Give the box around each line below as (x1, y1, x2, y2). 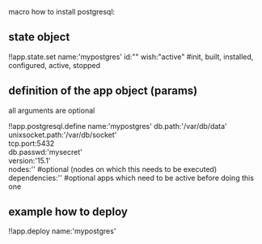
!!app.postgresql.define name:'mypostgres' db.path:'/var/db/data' (8, 121, 228, 131)
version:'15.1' (8, 156, 51, 165)
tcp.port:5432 (8, 138, 55, 148)
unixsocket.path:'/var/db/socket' (8, 130, 117, 139)
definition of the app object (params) (8, 84, 198, 98)
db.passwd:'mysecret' (8, 147, 82, 156)
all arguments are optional (8, 105, 95, 115)
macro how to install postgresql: (8, 7, 116, 16)
